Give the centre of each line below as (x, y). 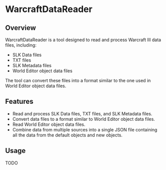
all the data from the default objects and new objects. (67, 135)
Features (19, 102)
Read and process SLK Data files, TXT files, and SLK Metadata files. (82, 113)
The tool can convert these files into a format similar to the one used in (78, 80)
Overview (21, 28)
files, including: (21, 45)
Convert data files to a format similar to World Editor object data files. (83, 119)
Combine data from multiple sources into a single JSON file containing (85, 129)
